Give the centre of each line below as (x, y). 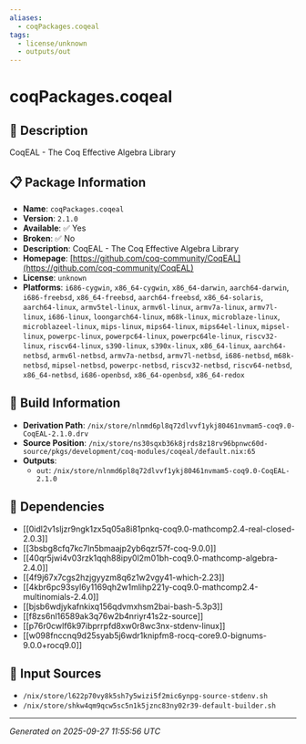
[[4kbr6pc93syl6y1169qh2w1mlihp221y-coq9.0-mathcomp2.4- (140, 587)
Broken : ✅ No (49, 238)
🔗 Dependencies (57, 507)
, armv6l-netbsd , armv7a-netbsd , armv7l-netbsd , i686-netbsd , (159, 355)
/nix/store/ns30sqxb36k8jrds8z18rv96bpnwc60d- (178, 443)
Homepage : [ (48, 258)
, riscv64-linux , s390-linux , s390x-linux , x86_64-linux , (148, 345)
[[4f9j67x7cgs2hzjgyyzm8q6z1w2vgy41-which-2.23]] (123, 577)
